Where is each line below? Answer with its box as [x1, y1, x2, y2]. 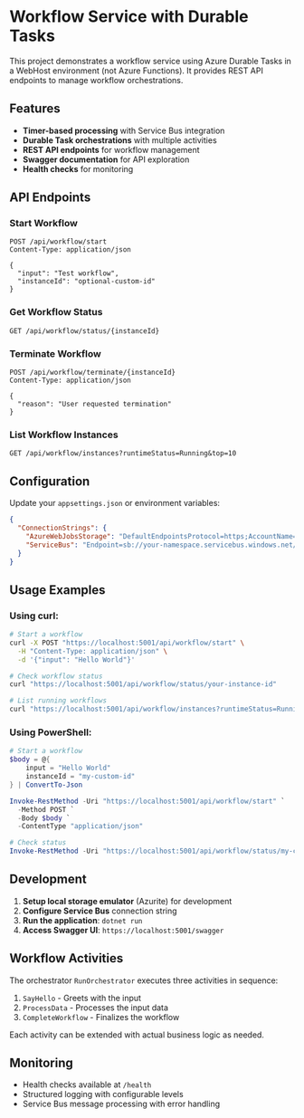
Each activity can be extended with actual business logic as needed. [9, 1029, 265, 1040]
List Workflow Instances [9, 428, 119, 441]
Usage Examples [9, 582, 106, 597]
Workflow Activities [9, 951, 124, 966]
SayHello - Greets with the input [22, 992, 142, 1003]
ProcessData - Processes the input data [22, 1002, 169, 1013]
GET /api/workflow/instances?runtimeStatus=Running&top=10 [9, 449, 237, 458]
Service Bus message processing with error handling [22, 1098, 220, 1110]
